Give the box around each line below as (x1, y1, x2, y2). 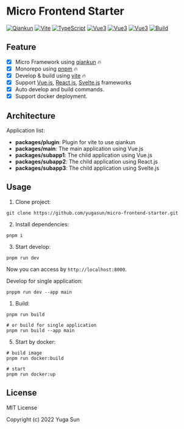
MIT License (6, 403, 38, 411)
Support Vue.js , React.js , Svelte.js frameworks (15, 78, 132, 86)
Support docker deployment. (15, 92, 88, 100)
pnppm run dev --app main (6, 289, 72, 295)
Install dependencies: (15, 220, 69, 228)
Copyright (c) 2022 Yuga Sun (6, 416, 80, 423)
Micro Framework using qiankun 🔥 (15, 58, 102, 65)
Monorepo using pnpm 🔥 (15, 65, 78, 72)
